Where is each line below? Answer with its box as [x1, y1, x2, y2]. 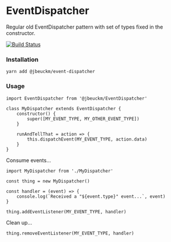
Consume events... [6, 156, 51, 164]
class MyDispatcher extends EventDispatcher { [6, 106, 121, 111]
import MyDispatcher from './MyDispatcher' [6, 168, 114, 174]
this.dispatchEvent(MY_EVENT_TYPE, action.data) [27, 136, 148, 142]
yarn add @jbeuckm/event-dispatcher [6, 69, 95, 75]
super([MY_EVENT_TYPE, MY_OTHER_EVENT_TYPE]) [27, 115, 140, 122]
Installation [6, 55, 39, 64]
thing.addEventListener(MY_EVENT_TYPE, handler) [6, 209, 127, 215]
